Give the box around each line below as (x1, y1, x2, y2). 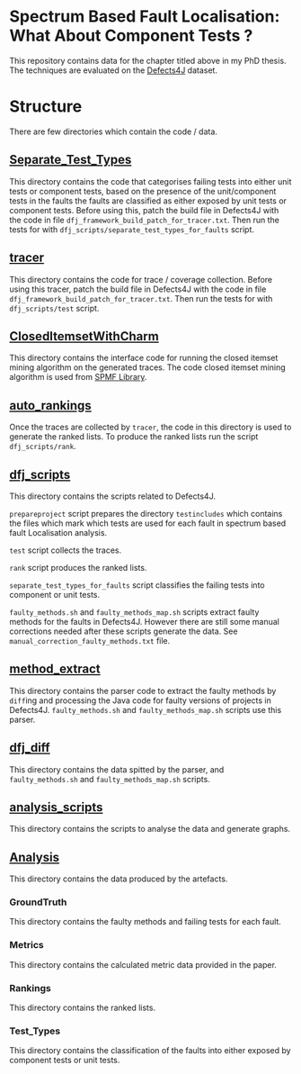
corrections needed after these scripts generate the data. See (9, 626, 238, 636)
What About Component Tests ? (9, 25, 253, 46)
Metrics (9, 939, 44, 952)
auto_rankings (9, 398, 92, 413)
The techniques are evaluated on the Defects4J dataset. (9, 65, 218, 76)
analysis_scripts (9, 799, 103, 815)
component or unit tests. (9, 589, 101, 600)
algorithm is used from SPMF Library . (9, 372, 147, 383)
